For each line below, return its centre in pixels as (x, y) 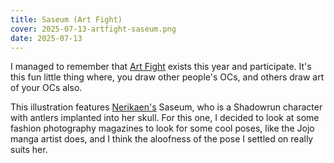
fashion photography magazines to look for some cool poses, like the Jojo (162, 128)
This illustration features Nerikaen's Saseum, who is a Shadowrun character (166, 107)
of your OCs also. (46, 88)
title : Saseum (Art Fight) (66, 19)
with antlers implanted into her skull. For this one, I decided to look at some (165, 118)
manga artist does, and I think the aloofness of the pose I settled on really (162, 139)
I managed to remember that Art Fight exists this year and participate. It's (161, 67)
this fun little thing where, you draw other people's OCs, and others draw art (167, 77)
